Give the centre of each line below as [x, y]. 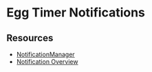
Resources [30, 38]
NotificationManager [45, 54]
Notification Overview [47, 62]
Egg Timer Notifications [76, 13]
